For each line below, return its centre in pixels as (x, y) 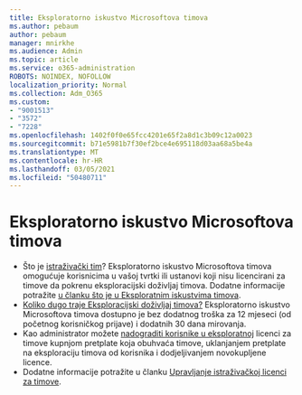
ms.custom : (30, 102)
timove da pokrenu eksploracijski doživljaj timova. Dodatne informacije (154, 286)
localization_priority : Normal (68, 85)
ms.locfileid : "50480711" (58, 177)
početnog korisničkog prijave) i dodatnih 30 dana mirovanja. (134, 324)
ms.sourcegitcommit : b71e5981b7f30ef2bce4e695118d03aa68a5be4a (131, 144)
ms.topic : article (44, 60)
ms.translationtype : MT (54, 152)
